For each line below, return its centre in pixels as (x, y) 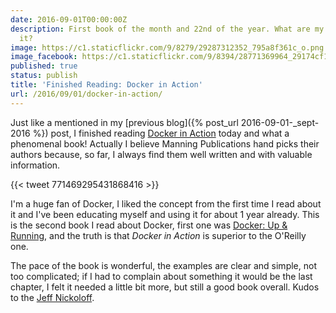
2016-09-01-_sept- (280, 122)
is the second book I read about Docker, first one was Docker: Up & (149, 225)
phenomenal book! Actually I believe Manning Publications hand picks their (165, 143)
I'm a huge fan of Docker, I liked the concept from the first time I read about (166, 203)
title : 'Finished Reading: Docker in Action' (106, 85)
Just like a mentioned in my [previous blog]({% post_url (124, 122)
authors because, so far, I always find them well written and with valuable (161, 154)
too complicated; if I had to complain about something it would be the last (161, 276)
